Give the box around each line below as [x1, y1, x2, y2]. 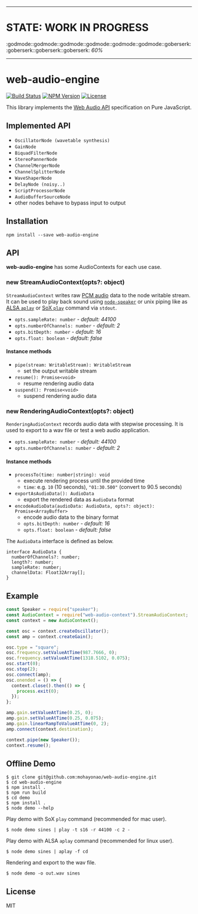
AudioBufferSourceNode [14, 194, 71, 200]
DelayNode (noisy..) [14, 181, 65, 188]
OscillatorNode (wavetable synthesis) [14, 137, 110, 143]
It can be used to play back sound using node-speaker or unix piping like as [6, 298, 187, 305]
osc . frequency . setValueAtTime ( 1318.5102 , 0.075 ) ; [6, 655, 131, 661]
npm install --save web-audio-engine [6, 232, 99, 238]
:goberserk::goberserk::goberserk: [6, 47, 90, 54]
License [6, 886, 36, 896]
